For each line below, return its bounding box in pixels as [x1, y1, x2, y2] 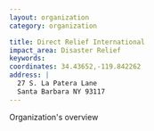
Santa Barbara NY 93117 [17, 86, 105, 96]
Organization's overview [9, 111, 99, 122]
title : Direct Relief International [9, 37, 145, 46]
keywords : [9, 54, 46, 63]
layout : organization [9, 12, 90, 22]
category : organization [9, 21, 98, 30]
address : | [9, 70, 50, 80]
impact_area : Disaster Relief [9, 45, 122, 54]
